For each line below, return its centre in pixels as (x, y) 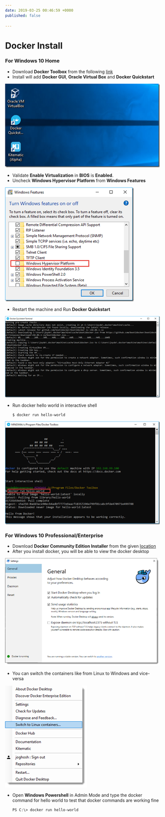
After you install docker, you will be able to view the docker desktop (81, 552)
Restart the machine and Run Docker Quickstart (61, 310)
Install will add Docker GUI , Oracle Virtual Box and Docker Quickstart (83, 77)
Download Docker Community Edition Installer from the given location (84, 546)
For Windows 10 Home (32, 61)
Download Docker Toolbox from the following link (62, 72)
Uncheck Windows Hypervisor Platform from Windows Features (79, 181)
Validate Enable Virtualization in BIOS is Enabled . (63, 175)
